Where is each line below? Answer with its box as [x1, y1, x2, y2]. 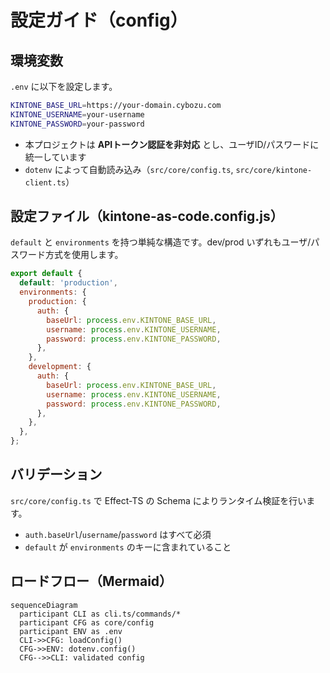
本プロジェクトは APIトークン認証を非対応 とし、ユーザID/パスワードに [24, 138, 320, 150]
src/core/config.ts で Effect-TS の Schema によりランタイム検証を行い [10, 494, 307, 506]
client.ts [24, 177, 67, 188]
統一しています [24, 151, 87, 163]
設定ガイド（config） [10, 9, 188, 32]
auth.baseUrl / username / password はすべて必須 [24, 528, 212, 540]
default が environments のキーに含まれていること [24, 541, 232, 553]
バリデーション [10, 466, 103, 483]
